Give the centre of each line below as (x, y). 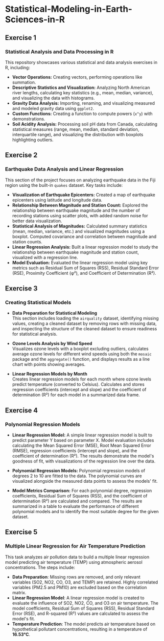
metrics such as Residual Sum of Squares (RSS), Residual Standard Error (85, 268)
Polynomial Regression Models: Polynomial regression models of (79, 470)
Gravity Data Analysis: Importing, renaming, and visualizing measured (83, 103)
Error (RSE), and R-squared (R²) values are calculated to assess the (80, 613)
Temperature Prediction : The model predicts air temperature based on (84, 624)
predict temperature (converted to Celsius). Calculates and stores (78, 384)
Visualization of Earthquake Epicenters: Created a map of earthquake (84, 195)
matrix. (19, 592)
